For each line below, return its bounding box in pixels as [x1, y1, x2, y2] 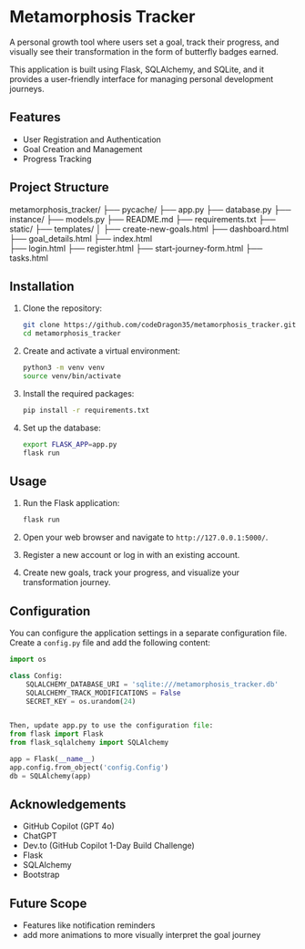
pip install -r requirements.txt [22, 406, 150, 415]
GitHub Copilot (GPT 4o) [22, 820, 116, 831]
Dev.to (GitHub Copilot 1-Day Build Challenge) [22, 841, 196, 851]
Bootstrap [22, 869, 60, 881]
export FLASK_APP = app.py [22, 439, 117, 449]
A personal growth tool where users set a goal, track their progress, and [9, 36, 280, 47]
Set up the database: [22, 422, 102, 433]
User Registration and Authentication [22, 134, 162, 145]
